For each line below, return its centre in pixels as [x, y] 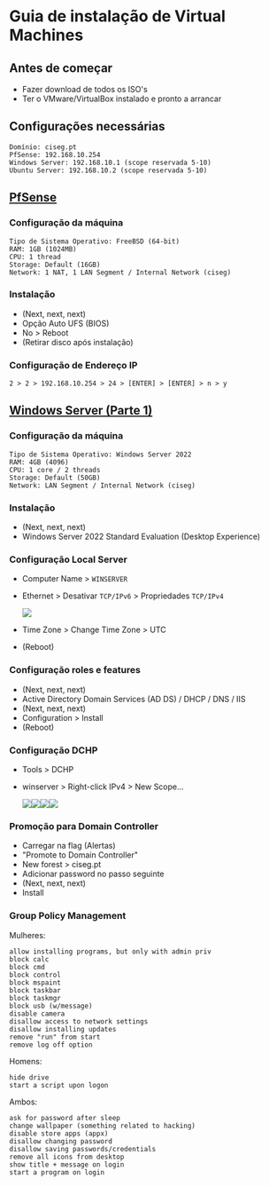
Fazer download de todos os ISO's [85, 89]
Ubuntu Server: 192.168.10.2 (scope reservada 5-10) [108, 170]
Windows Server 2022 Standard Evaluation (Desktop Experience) [141, 537]
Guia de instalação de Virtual [117, 16]
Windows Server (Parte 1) [81, 411]
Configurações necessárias [87, 127]
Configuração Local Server [69, 559]
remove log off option [51, 1045]
